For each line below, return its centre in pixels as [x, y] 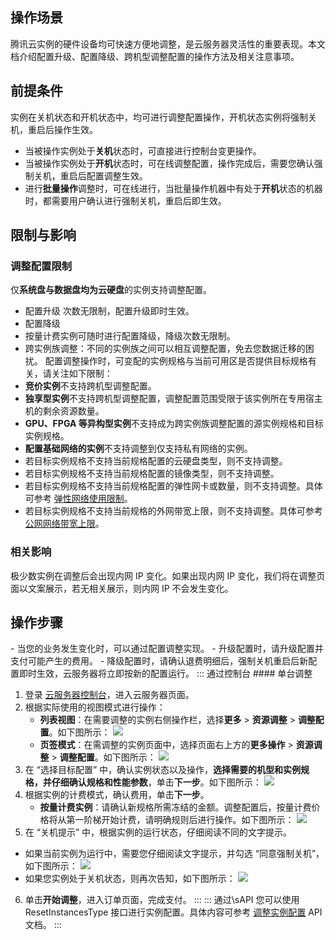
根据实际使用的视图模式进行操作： [95, 707]
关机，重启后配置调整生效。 [90, 175]
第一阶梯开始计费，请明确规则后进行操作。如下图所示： [180, 820]
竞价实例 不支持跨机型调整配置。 [90, 386]
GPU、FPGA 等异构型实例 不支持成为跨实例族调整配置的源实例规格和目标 [174, 424]
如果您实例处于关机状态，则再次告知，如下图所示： [130, 879]
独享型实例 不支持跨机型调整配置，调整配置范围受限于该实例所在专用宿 [169, 399]
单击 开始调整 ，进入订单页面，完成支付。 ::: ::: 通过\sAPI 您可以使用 [162, 900]
